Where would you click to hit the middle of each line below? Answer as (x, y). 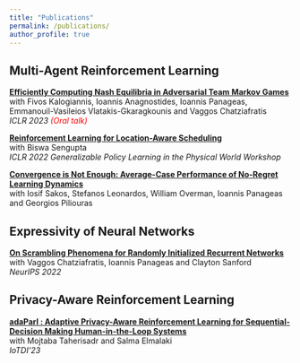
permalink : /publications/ (60, 26)
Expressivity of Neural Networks (102, 231)
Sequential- (268, 321)
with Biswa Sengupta (48, 148)
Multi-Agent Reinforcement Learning (114, 70)
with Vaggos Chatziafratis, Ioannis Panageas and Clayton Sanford (131, 262)
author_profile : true (50, 34)
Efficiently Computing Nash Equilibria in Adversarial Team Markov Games (149, 92)
